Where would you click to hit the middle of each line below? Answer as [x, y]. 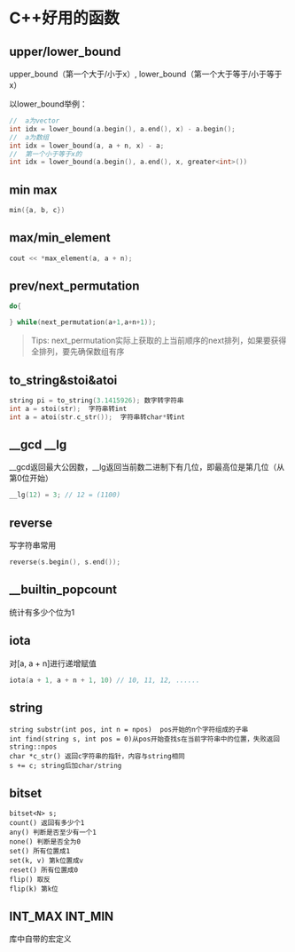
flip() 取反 [30, 880]
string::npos [33, 747]
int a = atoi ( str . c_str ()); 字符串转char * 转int [97, 417]
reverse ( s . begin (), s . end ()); [65, 562]
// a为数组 [29, 137]
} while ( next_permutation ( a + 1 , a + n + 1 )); [83, 322]
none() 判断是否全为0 [45, 842]
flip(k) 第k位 [34, 889]
